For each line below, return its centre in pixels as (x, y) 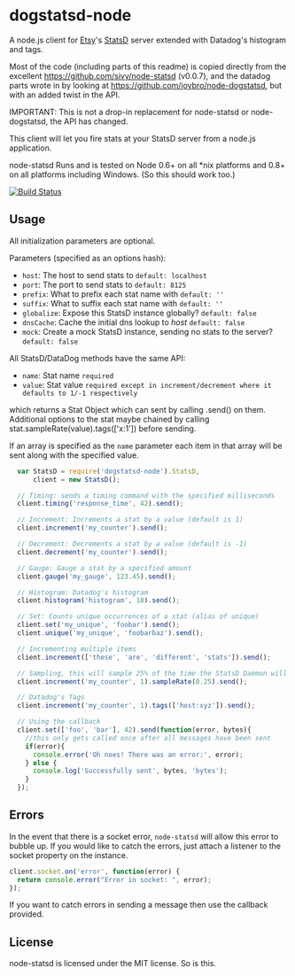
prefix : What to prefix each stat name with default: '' (123, 294)
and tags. (27, 49)
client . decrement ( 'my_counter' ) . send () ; (93, 552)
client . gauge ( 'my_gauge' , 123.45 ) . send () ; (97, 577)
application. (31, 148)
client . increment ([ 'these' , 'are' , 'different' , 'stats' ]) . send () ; (144, 657)
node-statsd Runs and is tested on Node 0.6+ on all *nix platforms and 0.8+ (147, 165)
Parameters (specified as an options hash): (88, 258)
